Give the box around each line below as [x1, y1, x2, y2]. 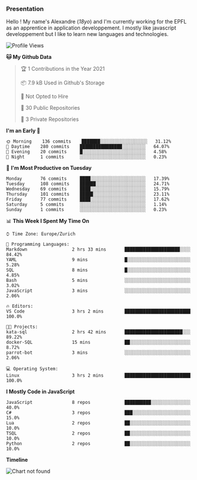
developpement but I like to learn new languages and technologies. [6, 31, 169, 38]
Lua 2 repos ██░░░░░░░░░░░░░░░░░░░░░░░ [6, 420, 191, 426]
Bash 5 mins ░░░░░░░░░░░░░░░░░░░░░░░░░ [6, 278, 191, 284]
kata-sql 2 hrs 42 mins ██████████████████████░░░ [6, 329, 191, 335]
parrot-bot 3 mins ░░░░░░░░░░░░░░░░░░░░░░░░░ [6, 350, 191, 356]
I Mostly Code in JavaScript [6, 388, 75, 395]
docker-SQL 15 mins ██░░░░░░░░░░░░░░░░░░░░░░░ [6, 340, 191, 346]
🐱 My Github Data [6, 54, 52, 61]
